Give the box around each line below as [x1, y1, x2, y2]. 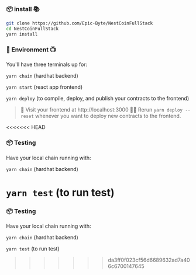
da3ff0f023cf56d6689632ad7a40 [108, 256, 190, 263]
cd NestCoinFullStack [6, 26, 59, 32]
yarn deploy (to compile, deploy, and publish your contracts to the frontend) [6, 95, 190, 102]
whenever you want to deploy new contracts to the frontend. [35, 113, 181, 120]
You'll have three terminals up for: [6, 61, 88, 68]
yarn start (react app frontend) [6, 83, 83, 90]
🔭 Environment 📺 [6, 46, 57, 54]
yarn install [6, 32, 38, 37]
